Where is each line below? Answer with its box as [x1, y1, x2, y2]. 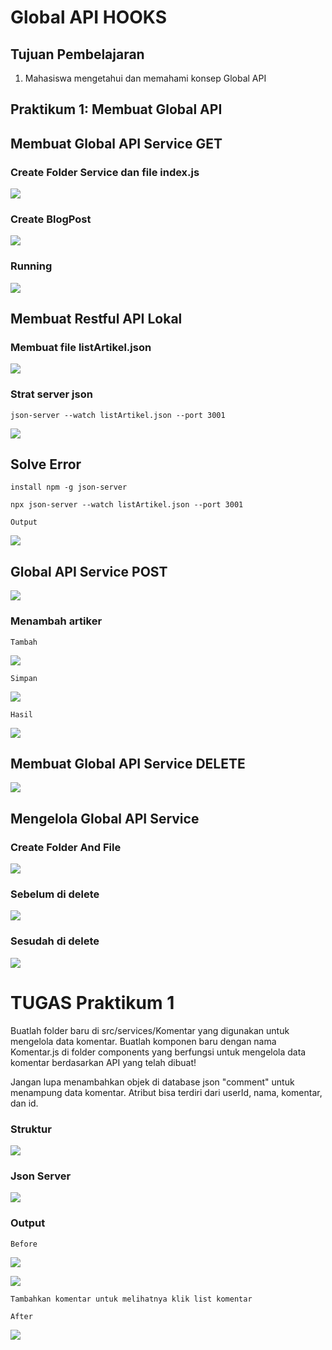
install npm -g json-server [10, 482, 128, 493]
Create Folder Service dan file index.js [10, 165, 200, 179]
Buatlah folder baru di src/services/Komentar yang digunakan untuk [10, 1024, 290, 1036]
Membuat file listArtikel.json [10, 340, 152, 354]
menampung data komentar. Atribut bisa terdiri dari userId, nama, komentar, [10, 1086, 323, 1098]
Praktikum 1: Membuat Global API [10, 101, 223, 118]
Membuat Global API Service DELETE [10, 755, 246, 772]
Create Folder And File [10, 840, 122, 854]
